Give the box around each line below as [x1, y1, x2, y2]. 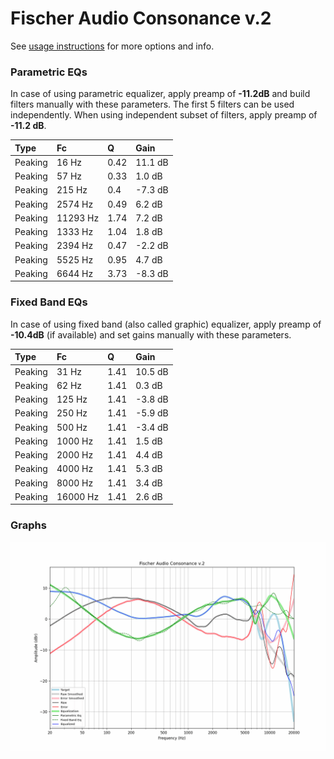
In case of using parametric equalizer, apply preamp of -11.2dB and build [10, 88, 311, 100]
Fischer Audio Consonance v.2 [10, 7, 272, 30]
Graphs [10, 518, 47, 532]
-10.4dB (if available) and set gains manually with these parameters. [10, 328, 292, 341]
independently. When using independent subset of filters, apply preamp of [10, 109, 318, 121]
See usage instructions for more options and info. [10, 40, 215, 52]
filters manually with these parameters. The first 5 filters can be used [10, 98, 295, 111]
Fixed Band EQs [10, 295, 88, 309]
